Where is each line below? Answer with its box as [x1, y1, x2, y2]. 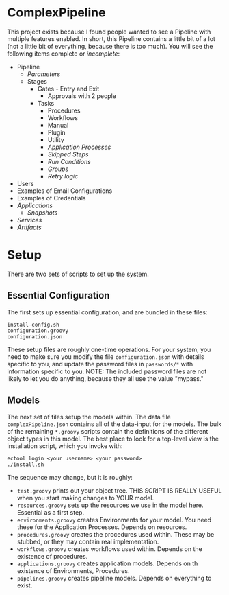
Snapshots [27, 208, 58, 217]
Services [16, 215, 42, 224]
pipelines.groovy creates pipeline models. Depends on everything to [16, 574, 212, 582]
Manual [47, 121, 69, 129]
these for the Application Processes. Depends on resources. [16, 523, 187, 531]
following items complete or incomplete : [7, 49, 120, 58]
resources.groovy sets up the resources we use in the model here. [16, 501, 204, 509]
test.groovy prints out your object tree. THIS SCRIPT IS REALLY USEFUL [16, 486, 222, 495]
